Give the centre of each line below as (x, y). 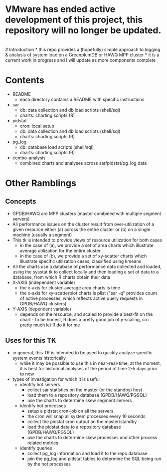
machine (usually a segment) (42, 235)
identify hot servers (40, 384)
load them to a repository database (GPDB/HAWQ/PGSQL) (87, 395)
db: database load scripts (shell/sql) (57, 147)
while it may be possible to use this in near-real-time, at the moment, (90, 363)
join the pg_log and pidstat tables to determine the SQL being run (94, 459)
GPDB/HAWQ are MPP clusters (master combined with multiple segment (87, 214)
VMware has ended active (60, 9)
